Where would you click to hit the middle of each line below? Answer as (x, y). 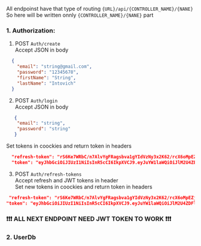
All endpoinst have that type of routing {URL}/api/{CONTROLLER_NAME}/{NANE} (100, 9)
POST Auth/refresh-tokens (48, 174)
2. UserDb (21, 238)
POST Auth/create (38, 44)
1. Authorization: (31, 31)
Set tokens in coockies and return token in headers (69, 146)
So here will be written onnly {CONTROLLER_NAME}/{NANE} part (80, 15)
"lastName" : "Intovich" (47, 83)
